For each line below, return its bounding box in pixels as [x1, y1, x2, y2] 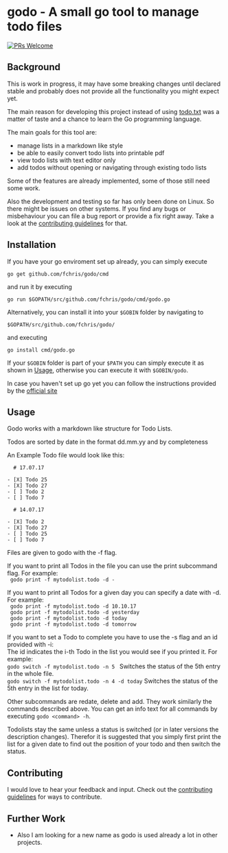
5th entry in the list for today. [7, 684, 89, 692]
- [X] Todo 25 [7, 477, 48, 484]
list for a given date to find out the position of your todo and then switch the [7, 740, 221, 749]
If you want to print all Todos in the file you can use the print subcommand [7, 562, 218, 570]
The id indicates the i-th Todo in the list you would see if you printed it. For [7, 648, 218, 656]
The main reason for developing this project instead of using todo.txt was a [7, 107, 220, 115]
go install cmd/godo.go [7, 346, 76, 354]
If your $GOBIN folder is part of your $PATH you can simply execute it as [7, 359, 205, 367]
